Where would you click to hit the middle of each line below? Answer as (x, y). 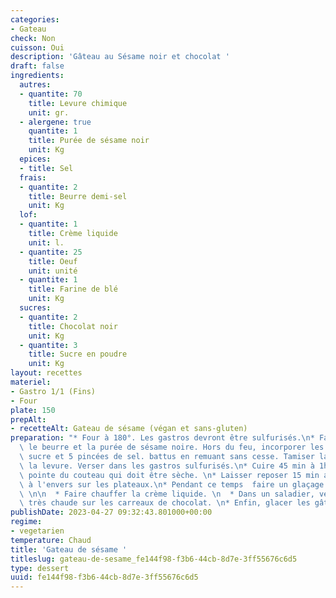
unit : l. (46, 242)
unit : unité (53, 271)
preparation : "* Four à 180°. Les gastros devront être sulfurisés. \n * (162, 438)
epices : (35, 159)
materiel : (31, 382)
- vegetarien (37, 531)
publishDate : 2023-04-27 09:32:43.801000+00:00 (111, 512)
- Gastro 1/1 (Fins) (53, 391)
